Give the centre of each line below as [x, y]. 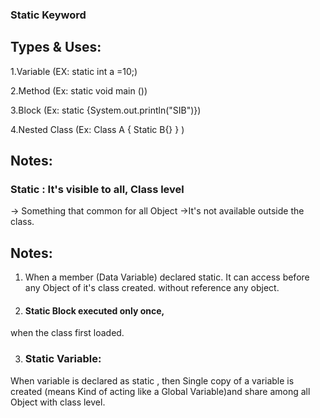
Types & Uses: [56, 47]
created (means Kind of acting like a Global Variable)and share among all [160, 391]
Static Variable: [63, 359]
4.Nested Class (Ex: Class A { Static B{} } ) [97, 129]
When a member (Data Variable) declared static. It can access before [167, 277]
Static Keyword [48, 15]
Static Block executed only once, [94, 310]
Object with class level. [58, 402]
